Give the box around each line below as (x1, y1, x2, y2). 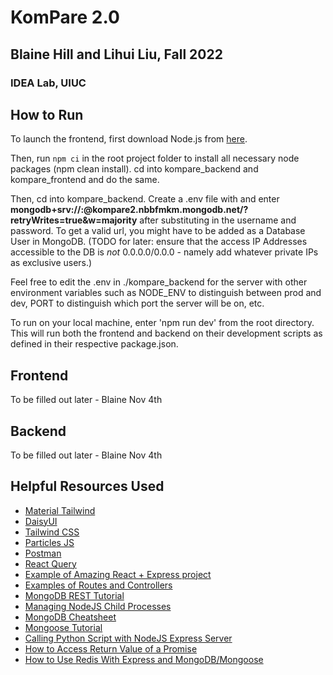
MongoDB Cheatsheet (24, 611, 117, 623)
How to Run (10, 106, 84, 123)
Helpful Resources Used (10, 478, 165, 495)
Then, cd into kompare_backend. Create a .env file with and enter (10, 193, 280, 205)
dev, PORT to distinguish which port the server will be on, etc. (10, 297, 265, 310)
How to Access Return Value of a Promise (24, 642, 198, 655)
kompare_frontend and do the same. (10, 174, 160, 186)
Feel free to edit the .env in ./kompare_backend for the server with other (10, 276, 308, 288)
